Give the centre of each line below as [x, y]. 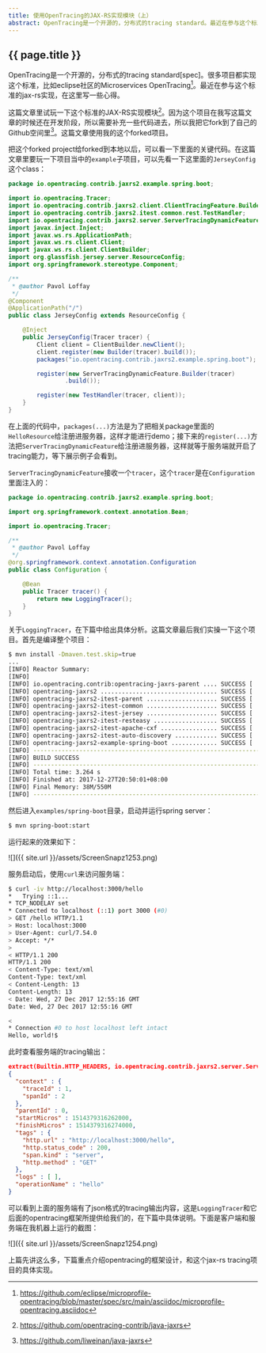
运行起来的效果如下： [43, 842]
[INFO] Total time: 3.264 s [55, 773]
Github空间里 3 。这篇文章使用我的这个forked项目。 [90, 131]
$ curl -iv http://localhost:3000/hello [76, 889]
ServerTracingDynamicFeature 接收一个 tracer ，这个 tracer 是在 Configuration [132, 473]
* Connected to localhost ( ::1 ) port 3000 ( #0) [88, 911]
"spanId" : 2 [44, 1096]
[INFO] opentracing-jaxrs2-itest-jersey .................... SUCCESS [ [131, 713]
